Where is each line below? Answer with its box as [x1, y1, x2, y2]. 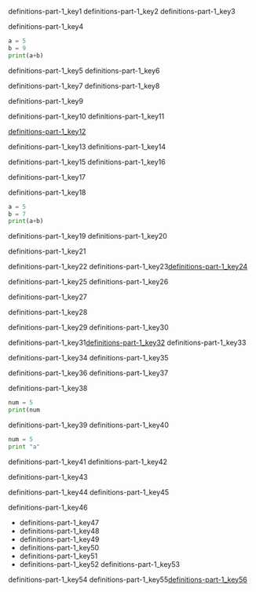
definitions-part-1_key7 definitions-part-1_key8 [8, 81, 160, 90]
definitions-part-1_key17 [8, 172, 86, 181]
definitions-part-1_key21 [8, 247, 86, 256]
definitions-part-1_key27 [8, 292, 88, 301]
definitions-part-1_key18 [8, 188, 86, 197]
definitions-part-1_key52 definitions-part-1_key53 [19, 559, 181, 568]
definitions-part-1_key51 [19, 551, 98, 561]
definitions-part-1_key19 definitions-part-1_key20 [8, 232, 167, 241]
